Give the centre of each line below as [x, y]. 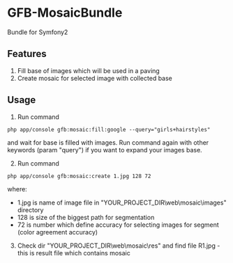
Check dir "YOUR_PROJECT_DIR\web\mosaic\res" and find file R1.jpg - [119, 246]
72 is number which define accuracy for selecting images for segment [118, 225]
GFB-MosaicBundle [65, 13]
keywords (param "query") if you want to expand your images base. [105, 150]
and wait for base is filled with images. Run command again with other [108, 142]
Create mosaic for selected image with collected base [95, 78]
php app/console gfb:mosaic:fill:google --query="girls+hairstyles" [109, 129]
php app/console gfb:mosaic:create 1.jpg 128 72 [79, 176]
